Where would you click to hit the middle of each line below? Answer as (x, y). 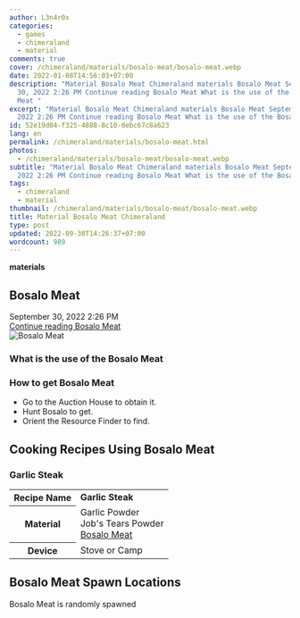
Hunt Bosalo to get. (58, 412)
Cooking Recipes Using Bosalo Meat (112, 449)
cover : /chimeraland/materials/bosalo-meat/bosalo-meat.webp (125, 68)
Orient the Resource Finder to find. (86, 422)
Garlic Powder (110, 513)
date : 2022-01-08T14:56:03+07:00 (71, 76)
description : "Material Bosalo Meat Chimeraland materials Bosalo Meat (145, 84)
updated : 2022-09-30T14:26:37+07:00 (77, 233)
